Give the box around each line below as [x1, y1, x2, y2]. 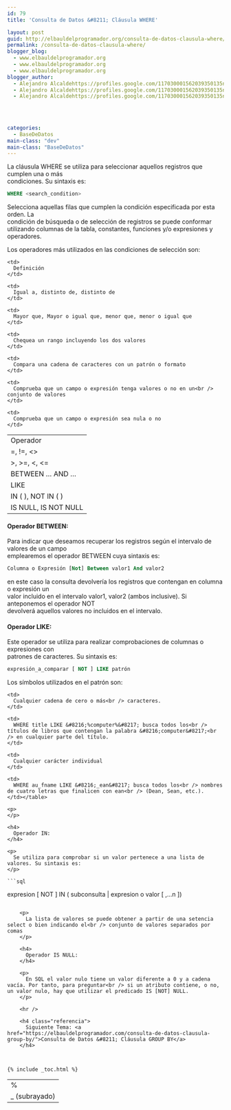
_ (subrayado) [10, 1091, 56, 1101]
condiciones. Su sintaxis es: [7, 177, 86, 186]
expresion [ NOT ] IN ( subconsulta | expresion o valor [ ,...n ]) [7, 890, 182, 899]
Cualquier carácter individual [13, 758, 103, 765]
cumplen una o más [7, 170, 63, 178]
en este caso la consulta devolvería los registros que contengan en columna [7, 577, 223, 586]
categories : [7, 125, 41, 131]
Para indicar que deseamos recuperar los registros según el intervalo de [7, 537, 212, 546]
